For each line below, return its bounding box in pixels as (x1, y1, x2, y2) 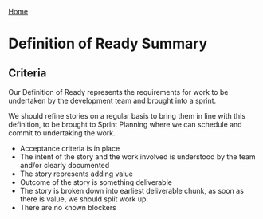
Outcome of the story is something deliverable (19, 178, 173, 186)
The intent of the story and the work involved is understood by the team (19, 152, 257, 162)
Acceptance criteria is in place (19, 143, 120, 153)
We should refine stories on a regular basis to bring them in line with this (8, 111, 245, 120)
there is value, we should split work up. (19, 194, 149, 204)
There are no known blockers (19, 203, 117, 212)
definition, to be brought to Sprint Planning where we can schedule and (8, 119, 242, 129)
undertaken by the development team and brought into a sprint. (8, 96, 217, 105)
